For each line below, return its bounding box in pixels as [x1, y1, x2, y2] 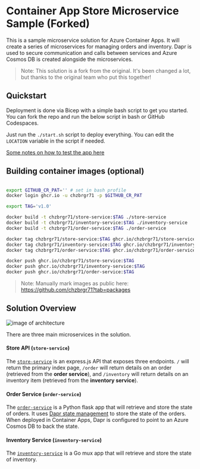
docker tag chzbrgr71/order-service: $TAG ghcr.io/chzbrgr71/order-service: [6, 247, 198, 253]
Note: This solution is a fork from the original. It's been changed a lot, [20, 67, 191, 74]
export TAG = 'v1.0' [6, 203, 52, 209]
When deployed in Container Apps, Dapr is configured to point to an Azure [6, 416, 189, 424]
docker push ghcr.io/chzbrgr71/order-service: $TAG [6, 269, 135, 275]
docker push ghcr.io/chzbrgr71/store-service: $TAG [6, 258, 135, 264]
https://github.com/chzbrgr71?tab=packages [20, 286, 131, 294]
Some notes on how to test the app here [6, 149, 105, 156]
